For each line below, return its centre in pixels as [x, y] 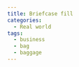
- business [29, 40]
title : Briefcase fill [40, 14]
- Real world [33, 27]
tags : [15, 33]
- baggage [28, 53]
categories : [24, 20]
